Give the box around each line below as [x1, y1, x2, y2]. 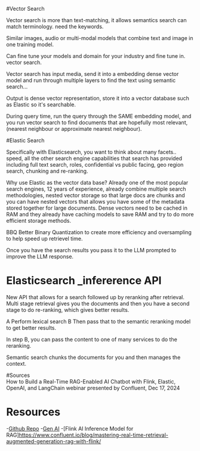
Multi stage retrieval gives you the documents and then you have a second [6, 300, 190, 307]
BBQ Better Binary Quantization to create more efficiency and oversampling [6, 229, 192, 235]
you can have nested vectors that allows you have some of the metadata [6, 198, 185, 205]
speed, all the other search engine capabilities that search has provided [6, 155, 183, 162]
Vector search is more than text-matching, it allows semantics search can [6, 17, 187, 23]
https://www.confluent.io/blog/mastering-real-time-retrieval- [19, 431, 169, 438]
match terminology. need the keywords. [6, 23, 104, 30]
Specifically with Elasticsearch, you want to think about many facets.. [6, 149, 177, 155]
